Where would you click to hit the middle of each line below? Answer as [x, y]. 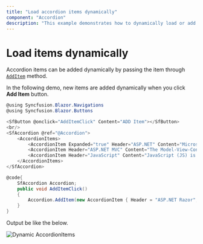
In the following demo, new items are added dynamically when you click [96, 88]
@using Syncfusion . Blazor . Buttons [50, 111]
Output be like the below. [37, 223]
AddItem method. [27, 76]
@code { [14, 178]
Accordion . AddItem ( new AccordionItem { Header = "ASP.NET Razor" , [113, 200]
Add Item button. [27, 94]
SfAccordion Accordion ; [47, 183]
